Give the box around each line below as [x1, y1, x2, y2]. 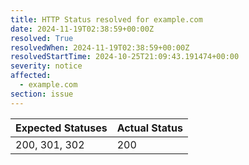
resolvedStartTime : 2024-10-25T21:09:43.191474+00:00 [10, 52, 240, 62]
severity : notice [10, 61, 83, 71]
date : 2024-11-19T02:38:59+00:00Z [10, 24, 155, 34]
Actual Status [116, 121, 183, 135]
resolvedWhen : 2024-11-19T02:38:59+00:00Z [10, 42, 190, 53]
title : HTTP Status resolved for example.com [10, 14, 203, 25]
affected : [10, 71, 52, 81]
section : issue [10, 89, 74, 99]
